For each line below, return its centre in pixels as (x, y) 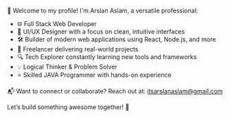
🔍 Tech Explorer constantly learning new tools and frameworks (107, 57)
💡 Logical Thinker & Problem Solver (67, 67)
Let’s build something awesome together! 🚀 (68, 107)
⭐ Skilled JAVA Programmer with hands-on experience (94, 75)
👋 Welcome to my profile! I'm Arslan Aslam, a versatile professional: (103, 11)
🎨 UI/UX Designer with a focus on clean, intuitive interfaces (101, 32)
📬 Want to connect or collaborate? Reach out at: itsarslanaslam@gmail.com (115, 91)
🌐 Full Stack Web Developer (57, 24)
